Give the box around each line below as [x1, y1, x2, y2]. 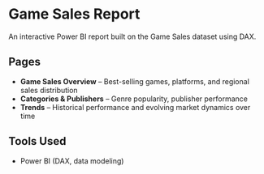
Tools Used [8, 134, 67, 148]
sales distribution [19, 85, 79, 95]
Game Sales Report [8, 5, 141, 23]
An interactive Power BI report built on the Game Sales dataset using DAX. [8, 32, 257, 41]
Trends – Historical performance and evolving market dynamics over [19, 102, 251, 112]
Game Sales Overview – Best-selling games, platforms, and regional [19, 76, 250, 86]
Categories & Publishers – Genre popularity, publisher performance [19, 94, 248, 104]
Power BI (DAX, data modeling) [19, 155, 124, 166]
